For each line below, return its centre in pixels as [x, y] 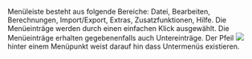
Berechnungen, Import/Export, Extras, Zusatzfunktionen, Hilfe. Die [117, 20]
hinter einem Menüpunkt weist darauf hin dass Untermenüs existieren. [124, 46]
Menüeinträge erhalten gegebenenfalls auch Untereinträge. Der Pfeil [121, 38]
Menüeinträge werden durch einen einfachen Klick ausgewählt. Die [118, 28]
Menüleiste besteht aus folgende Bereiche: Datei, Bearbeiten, [109, 12]
